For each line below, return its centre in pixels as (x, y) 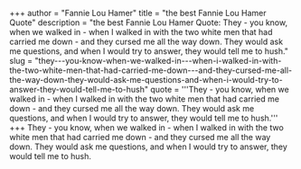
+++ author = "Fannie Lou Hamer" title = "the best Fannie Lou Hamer (138, 13)
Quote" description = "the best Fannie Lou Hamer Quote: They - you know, (148, 22)
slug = (21, 61)
